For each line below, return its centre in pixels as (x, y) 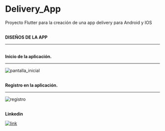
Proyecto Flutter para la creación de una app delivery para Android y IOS (79, 22)
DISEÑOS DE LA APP (26, 37)
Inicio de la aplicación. (28, 56)
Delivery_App (33, 9)
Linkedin (14, 114)
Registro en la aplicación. (31, 85)
